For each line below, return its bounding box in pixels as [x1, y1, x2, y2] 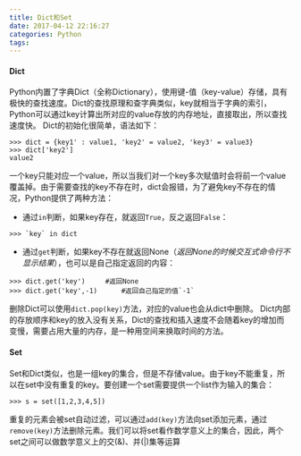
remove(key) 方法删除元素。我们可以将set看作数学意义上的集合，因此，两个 [9, 425, 284, 435]
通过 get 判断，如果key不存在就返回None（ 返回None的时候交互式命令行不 [21, 247, 291, 258]
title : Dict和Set [9, 13, 73, 22]
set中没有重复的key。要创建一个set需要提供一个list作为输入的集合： [24, 379, 275, 390]
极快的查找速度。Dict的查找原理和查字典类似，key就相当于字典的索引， [9, 97, 272, 108]
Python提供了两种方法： [24, 193, 114, 204]
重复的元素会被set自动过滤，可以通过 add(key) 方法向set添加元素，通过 [9, 413, 268, 425]
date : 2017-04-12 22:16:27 [9, 21, 110, 30]
